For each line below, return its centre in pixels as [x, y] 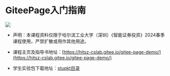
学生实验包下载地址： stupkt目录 [46, 68]
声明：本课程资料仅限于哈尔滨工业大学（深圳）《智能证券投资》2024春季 [89, 35]
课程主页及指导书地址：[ [38, 52]
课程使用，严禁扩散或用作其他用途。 [51, 41]
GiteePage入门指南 [46, 10]
